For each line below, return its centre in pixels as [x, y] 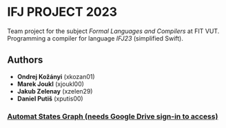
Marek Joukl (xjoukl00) [51, 84]
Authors [25, 60]
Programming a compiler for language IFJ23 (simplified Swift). [95, 38]
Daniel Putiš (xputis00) [50, 98]
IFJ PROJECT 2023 [62, 12]
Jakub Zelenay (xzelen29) [55, 91]
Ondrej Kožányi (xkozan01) [56, 76]
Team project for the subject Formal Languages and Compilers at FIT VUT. [113, 31]
